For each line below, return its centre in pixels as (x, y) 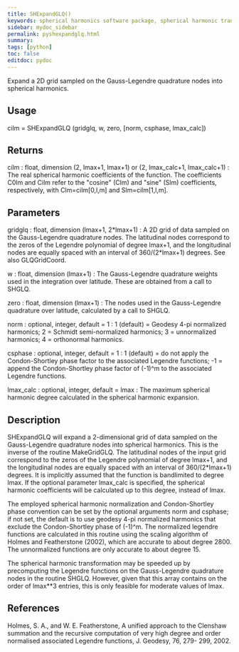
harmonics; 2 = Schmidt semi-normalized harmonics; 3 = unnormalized (112, 332)
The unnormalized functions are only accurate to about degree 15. (104, 549)
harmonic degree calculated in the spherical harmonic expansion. (103, 397)
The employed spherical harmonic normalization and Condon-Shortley (111, 504)
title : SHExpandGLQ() (39, 14)
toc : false (23, 54)
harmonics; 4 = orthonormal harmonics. (66, 340)
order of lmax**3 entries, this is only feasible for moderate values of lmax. (116, 586)
